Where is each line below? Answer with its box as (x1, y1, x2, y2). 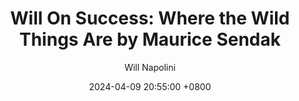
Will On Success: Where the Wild (10, 7, 290, 30)
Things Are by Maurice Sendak (19, 28, 281, 51)
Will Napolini (124, 61, 176, 73)
